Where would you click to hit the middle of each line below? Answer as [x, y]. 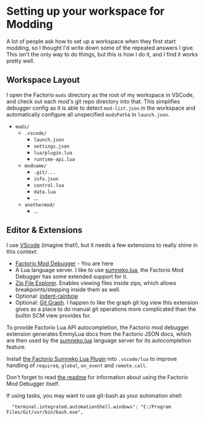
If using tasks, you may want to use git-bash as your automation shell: [95, 395]
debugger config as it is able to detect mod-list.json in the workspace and [101, 108]
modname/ [36, 166]
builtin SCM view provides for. [53, 315]
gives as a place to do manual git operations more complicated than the [105, 309]
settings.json [51, 146]
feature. [16, 347]
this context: [22, 251]
